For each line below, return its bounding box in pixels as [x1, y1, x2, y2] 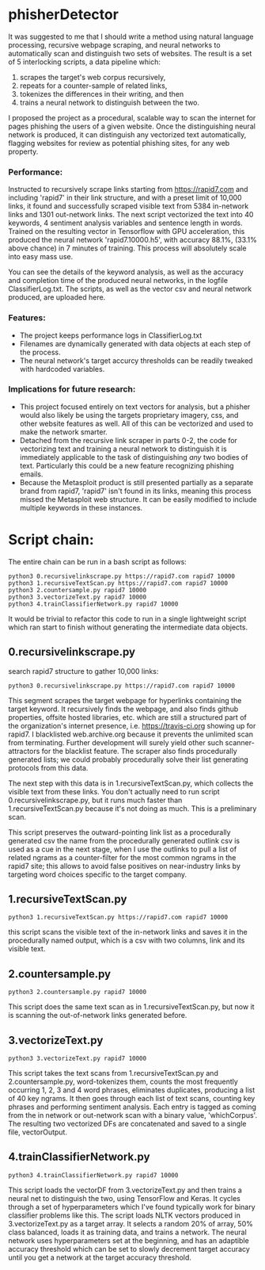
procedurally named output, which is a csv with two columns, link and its [8, 935, 245, 945]
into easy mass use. [8, 252, 74, 262]
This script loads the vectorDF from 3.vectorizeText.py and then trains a [8, 1185, 243, 1195]
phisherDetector [8, 6, 119, 24]
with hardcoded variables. [19, 364, 105, 373]
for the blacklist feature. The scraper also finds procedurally [41, 746, 237, 755]
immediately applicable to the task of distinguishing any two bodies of [19, 452, 248, 461]
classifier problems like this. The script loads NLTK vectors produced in [8, 1211, 241, 1220]
